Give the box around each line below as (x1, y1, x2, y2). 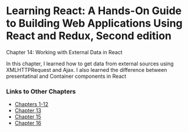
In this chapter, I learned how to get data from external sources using (6, 60, 174, 67)
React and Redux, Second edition (6, 29, 172, 42)
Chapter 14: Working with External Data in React (6, 48, 123, 55)
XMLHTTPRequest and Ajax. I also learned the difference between (6, 66, 167, 73)
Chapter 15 (14, 113, 41, 120)
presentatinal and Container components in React (6, 72, 127, 80)
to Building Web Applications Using (6, 16, 183, 30)
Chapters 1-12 (14, 101, 49, 108)
